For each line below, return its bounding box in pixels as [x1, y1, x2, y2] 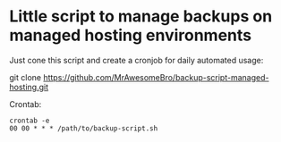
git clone [9, 71, 42, 82]
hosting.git [9, 81, 49, 92]
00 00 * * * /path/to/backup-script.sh [9, 123, 158, 133]
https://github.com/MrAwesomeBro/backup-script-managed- [43, 71, 269, 82]
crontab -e [9, 116, 50, 125]
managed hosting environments [9, 25, 252, 46]
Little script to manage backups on [9, 6, 273, 27]
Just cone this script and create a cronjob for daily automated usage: [9, 54, 264, 65]
